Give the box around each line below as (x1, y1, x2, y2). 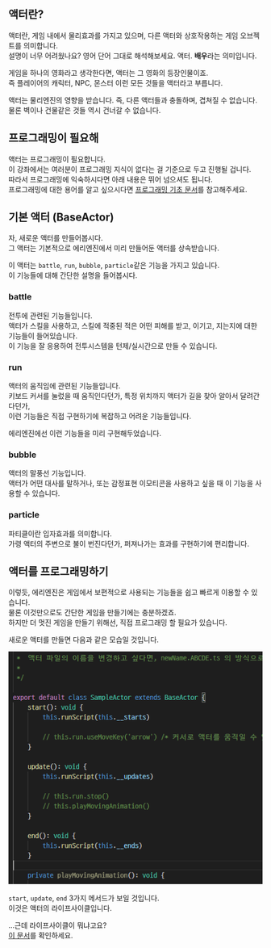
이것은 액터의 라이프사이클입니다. (8, 904, 113, 913)
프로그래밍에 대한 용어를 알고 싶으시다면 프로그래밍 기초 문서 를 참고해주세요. (8, 184, 248, 194)
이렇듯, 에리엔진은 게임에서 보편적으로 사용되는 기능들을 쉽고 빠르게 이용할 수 (8, 588, 250, 598)
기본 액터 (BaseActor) (8, 211, 115, 224)
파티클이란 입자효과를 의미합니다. (8, 528, 113, 539)
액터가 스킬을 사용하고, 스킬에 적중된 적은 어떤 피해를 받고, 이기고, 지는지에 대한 (8, 321, 258, 330)
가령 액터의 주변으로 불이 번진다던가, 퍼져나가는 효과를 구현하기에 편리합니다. (8, 539, 250, 548)
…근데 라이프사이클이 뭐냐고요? (8, 921, 107, 930)
